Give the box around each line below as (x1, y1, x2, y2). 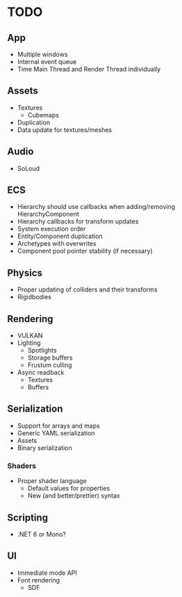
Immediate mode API (17, 569, 78, 577)
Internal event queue (17, 58, 77, 66)
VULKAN (17, 331, 43, 340)
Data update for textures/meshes (17, 126, 113, 134)
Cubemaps (27, 110, 59, 119)
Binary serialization (17, 444, 72, 452)
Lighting (17, 339, 41, 347)
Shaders (7, 461, 37, 471)
